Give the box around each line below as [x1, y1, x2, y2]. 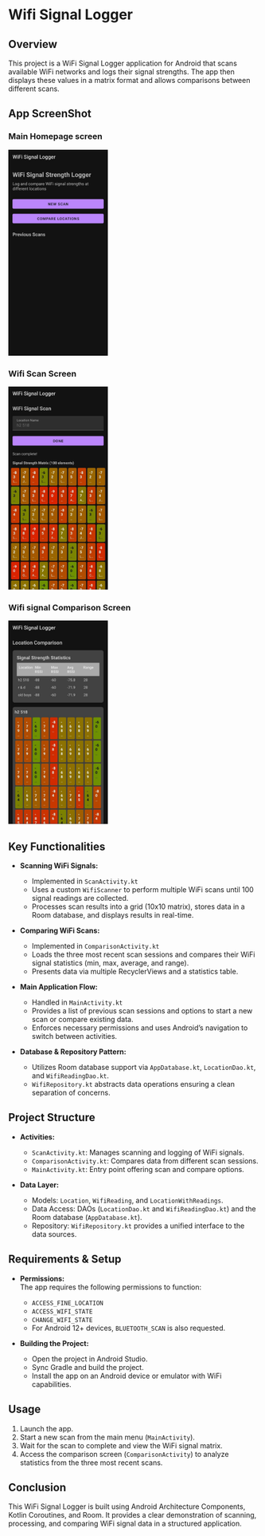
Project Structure [8, 1111, 95, 1124]
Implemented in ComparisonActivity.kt [31, 942, 160, 951]
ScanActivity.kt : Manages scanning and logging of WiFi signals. [31, 1147, 245, 1157]
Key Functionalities [8, 839, 106, 853]
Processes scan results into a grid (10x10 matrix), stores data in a [31, 902, 245, 911]
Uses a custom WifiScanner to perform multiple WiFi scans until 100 [31, 885, 255, 894]
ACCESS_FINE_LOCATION [31, 1299, 103, 1307]
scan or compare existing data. [31, 1015, 134, 1025]
